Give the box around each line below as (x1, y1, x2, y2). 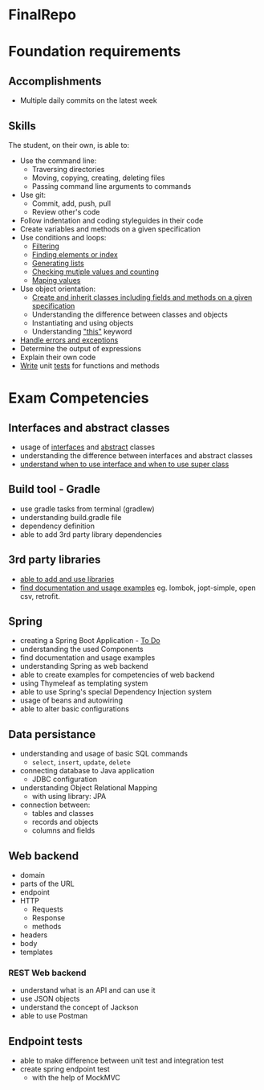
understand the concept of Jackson (19, 1002, 139, 1012)
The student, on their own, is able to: (8, 141, 130, 150)
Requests (31, 904, 63, 914)
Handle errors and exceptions (19, 335, 119, 345)
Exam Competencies (8, 389, 149, 408)
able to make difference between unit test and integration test (19, 1055, 225, 1066)
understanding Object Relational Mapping (19, 783, 158, 793)
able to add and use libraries (19, 574, 115, 584)
